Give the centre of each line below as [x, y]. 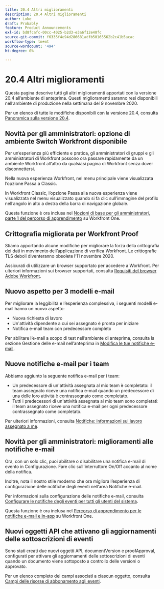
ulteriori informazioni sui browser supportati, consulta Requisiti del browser [81, 271]
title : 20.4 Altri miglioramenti [39, 10]
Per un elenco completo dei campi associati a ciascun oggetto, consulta [78, 576]
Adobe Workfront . [23, 276]
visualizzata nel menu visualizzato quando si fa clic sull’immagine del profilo [82, 198]
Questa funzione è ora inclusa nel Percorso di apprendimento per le [73, 511]
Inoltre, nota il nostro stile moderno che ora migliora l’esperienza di [72, 481]
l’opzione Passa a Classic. [31, 184]
